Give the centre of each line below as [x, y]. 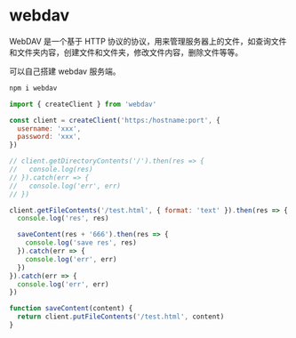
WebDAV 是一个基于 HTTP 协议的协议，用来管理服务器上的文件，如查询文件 [148, 41]
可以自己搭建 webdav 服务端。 [65, 71]
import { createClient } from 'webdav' [83, 104]
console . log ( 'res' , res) [63, 219]
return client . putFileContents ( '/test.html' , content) [121, 317]
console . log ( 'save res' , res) [81, 243]
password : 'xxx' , [49, 137]
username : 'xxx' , [49, 129]
